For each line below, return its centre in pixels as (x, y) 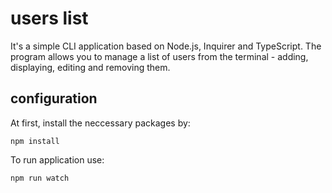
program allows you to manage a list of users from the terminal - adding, (159, 56)
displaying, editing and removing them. (90, 67)
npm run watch (40, 178)
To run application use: (57, 159)
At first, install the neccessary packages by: (100, 123)
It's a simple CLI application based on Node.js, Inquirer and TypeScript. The (166, 46)
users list (49, 18)
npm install (35, 141)
